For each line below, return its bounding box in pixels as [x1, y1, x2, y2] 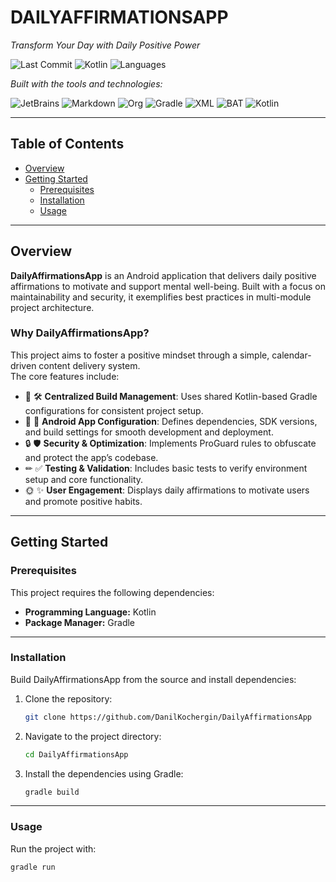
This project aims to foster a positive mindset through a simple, [10, 349, 270, 361]
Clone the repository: [24, 692, 113, 705]
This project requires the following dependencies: [10, 586, 215, 598]
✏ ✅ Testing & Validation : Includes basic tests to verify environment [24, 462, 308, 474]
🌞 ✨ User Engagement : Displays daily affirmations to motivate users [24, 484, 310, 496]
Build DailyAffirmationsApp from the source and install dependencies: [10, 673, 297, 685]
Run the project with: [10, 842, 97, 855]
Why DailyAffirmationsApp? [10, 326, 150, 340]
